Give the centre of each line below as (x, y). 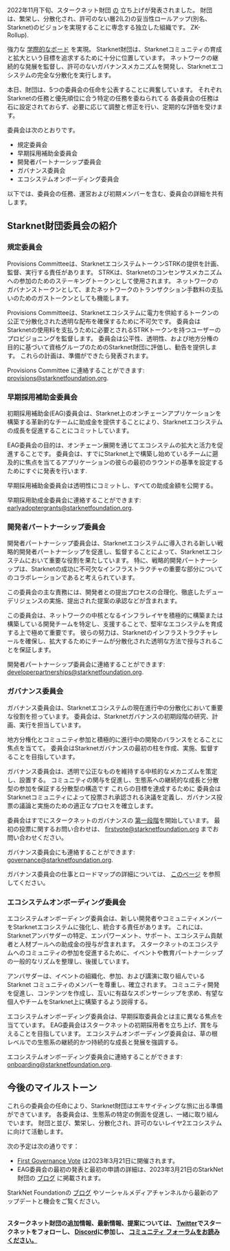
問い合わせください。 (37, 837)
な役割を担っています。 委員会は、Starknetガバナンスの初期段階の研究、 (110, 716)
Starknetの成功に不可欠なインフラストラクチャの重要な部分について (127, 569)
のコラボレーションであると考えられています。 (73, 578)
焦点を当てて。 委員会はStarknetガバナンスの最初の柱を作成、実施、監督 (110, 748)
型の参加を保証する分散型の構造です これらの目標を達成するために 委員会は (114, 788)
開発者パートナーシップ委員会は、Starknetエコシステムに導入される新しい (112, 543)
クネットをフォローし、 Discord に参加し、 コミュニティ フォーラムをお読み (114, 1231)
